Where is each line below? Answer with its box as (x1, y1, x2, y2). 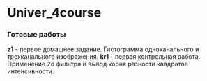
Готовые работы (7, 30, 66, 39)
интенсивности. (7, 67, 54, 75)
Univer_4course (7, 5, 102, 21)
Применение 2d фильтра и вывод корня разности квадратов (7, 60, 188, 69)
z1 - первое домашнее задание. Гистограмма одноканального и (7, 45, 199, 53)
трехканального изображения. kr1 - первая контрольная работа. (7, 53, 201, 61)
